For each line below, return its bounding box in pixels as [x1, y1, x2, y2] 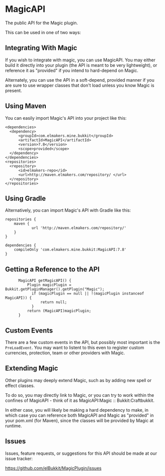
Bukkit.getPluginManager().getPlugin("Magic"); [5, 287, 105, 292]
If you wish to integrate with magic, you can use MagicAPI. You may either [5, 57, 156, 63]
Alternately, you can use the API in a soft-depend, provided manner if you [5, 77, 155, 83]
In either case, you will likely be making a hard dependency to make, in [5, 407, 149, 413]
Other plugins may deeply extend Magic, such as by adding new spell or [5, 377, 152, 383]
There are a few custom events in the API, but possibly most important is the [5, 339, 160, 345]
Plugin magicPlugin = [27, 283, 71, 287]
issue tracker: [5, 455, 33, 461]
